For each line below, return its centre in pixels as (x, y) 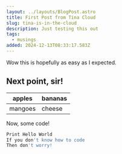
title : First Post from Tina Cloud (51, 17)
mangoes (23, 108)
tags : (13, 34)
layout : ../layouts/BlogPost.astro (51, 12)
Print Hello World (29, 134)
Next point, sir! (35, 82)
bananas (54, 98)
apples (22, 98)
